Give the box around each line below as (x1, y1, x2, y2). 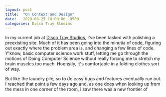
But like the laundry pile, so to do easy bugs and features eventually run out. (5, 76, 162, 82)
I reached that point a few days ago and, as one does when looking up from (5, 81, 161, 87)
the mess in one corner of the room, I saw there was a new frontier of (5, 86, 148, 92)
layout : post (5, 7, 32, 12)
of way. (5, 66, 20, 72)
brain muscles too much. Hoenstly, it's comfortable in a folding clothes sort (5, 61, 160, 67)
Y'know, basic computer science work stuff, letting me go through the (5, 50, 149, 56)
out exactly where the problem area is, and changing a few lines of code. (5, 45, 155, 51)
